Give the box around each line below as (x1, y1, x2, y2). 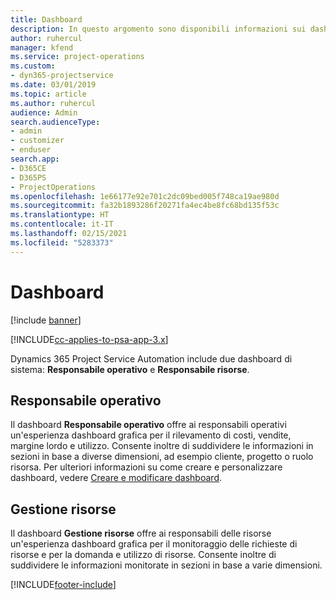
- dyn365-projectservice (10, 71, 114, 81)
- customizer (10, 136, 65, 146)
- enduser (10, 145, 52, 155)
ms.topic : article (10, 89, 87, 99)
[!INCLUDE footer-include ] (10, 579, 117, 591)
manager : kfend (10, 42, 74, 53)
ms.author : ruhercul (10, 98, 97, 108)
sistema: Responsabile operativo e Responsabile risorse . (10, 363, 250, 375)
